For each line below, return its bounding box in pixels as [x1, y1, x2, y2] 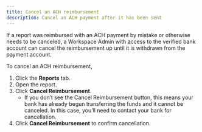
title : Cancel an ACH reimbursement [6, 9, 99, 15]
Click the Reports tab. [15, 74, 71, 82]
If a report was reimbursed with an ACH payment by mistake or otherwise [6, 31, 190, 38]
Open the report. [15, 80, 57, 88]
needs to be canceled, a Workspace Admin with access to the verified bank [6, 38, 196, 45]
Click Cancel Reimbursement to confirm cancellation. [15, 119, 151, 127]
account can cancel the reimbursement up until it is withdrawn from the [6, 44, 186, 52]
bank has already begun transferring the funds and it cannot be [24, 100, 184, 107]
